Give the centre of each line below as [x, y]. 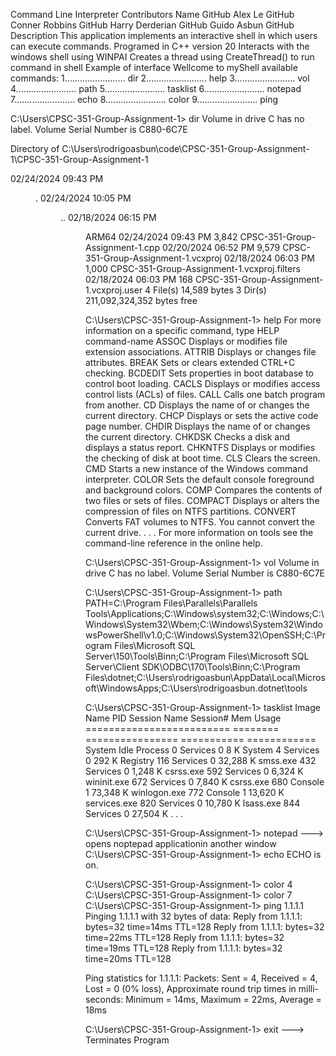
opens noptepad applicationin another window [181, 843]
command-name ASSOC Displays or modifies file [186, 341]
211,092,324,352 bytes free [141, 300]
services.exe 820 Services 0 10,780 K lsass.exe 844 [193, 803]
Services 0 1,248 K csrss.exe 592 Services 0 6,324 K [194, 771]
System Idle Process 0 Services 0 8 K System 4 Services [202, 750]
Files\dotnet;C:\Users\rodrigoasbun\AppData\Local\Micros [205, 677]
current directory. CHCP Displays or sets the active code [202, 415]
